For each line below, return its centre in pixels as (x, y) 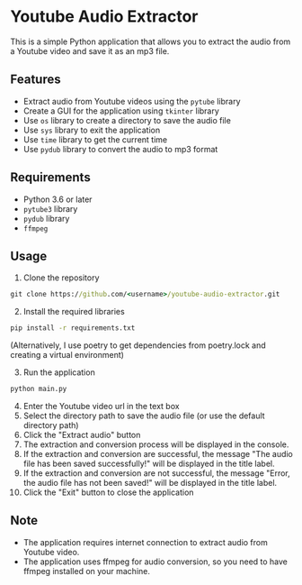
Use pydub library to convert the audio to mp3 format (120, 149)
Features (36, 80)
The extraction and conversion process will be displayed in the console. (156, 444)
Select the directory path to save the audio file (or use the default (144, 416)
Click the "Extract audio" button (82, 435)
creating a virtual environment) (67, 355)
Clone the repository (61, 278)
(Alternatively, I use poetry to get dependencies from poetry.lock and (138, 345)
